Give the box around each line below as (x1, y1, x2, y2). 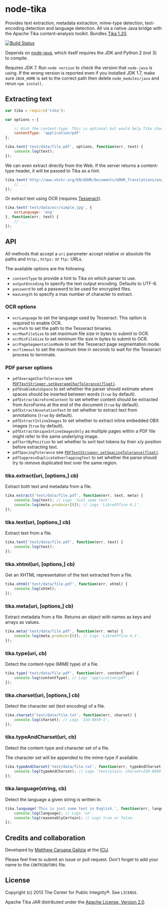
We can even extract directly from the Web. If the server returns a (5, 163, 140, 168)
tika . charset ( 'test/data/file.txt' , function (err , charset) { (5, 712, 137, 718)
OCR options (5, 303, 36, 310)
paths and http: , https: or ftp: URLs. (5, 256, 83, 262)
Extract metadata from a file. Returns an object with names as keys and (5, 614, 151, 620)
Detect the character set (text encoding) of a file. (5, 703, 105, 709)
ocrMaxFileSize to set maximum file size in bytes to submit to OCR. (12, 331, 150, 336)
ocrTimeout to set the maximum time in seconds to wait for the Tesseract (12, 346, 162, 352)
